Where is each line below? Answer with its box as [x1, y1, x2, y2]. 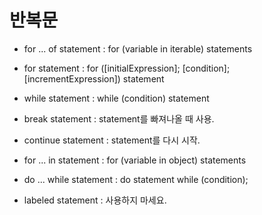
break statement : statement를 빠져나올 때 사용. [23, 112, 215, 125]
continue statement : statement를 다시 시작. [23, 134, 201, 146]
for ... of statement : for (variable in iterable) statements [23, 42, 253, 55]
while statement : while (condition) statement [23, 92, 210, 104]
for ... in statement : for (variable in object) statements [23, 154, 247, 166]
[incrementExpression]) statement [23, 72, 165, 85]
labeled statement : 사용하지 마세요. [23, 194, 167, 206]
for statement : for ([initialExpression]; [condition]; [23, 62, 231, 74]
